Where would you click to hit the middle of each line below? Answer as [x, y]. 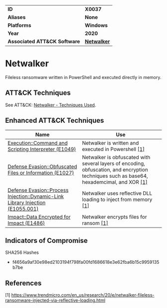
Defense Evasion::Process [38, 190]
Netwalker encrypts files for [114, 217]
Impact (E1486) [26, 223]
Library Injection [27, 202]
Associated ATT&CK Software [44, 41]
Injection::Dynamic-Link [36, 196]
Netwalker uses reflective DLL [117, 193]
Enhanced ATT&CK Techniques [55, 120]
